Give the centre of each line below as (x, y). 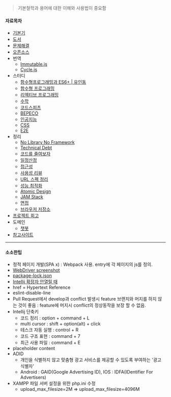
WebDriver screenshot (36, 270)
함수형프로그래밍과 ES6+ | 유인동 (53, 82)
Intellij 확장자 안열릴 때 (35, 282)
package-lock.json (32, 276)
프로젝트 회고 (26, 216)
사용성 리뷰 (31, 173)
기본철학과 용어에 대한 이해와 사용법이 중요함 (62, 8)
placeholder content (34, 349)
